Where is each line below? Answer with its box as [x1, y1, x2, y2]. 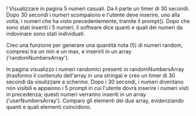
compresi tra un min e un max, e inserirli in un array [6, 48, 132, 55]
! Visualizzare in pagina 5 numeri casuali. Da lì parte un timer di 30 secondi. [6, 5, 190, 12]
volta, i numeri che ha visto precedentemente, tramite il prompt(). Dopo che [6, 18, 190, 24]
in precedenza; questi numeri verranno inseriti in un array [6, 91, 146, 98]
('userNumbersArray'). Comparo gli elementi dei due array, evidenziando [6, 97, 184, 104]
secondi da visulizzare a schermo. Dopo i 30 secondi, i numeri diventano [6, 78, 184, 85]
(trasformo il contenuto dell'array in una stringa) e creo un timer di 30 [6, 72, 176, 79]
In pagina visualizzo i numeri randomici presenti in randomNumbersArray [6, 66, 185, 73]
